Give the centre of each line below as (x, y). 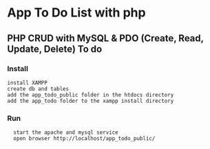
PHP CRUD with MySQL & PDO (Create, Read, (106, 38)
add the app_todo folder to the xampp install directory (91, 101)
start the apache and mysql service (66, 132)
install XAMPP (28, 83)
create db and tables (38, 89)
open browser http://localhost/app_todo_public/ (84, 139)
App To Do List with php (76, 13)
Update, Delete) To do (55, 49)
